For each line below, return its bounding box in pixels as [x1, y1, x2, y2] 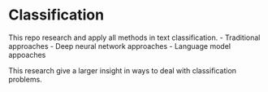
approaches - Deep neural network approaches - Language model [8, 41, 231, 50]
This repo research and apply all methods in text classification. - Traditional [8, 33, 261, 42]
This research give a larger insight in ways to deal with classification [8, 65, 237, 75]
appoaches [8, 50, 46, 59]
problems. [8, 74, 42, 84]
